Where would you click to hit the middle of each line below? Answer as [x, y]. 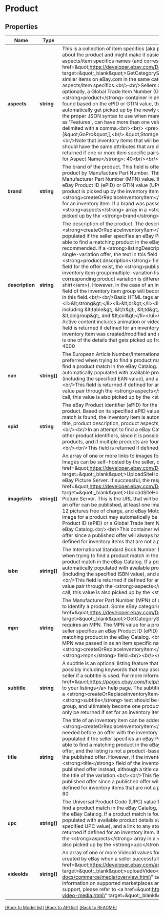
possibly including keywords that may [105, 669]
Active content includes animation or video [111, 322]
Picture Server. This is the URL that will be [110, 499]
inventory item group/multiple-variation [108, 273]
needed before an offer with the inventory [110, 733]
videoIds [18, 874]
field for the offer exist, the [92, 266]
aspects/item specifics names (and [102, 61]
